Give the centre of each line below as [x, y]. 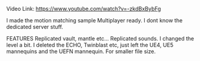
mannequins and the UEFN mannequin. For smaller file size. [81, 51]
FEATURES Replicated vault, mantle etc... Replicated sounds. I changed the [100, 38]
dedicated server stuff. [35, 27]
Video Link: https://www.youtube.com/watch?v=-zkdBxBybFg [84, 9]
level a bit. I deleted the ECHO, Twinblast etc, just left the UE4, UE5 [90, 45]
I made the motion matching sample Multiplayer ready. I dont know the [95, 20]
